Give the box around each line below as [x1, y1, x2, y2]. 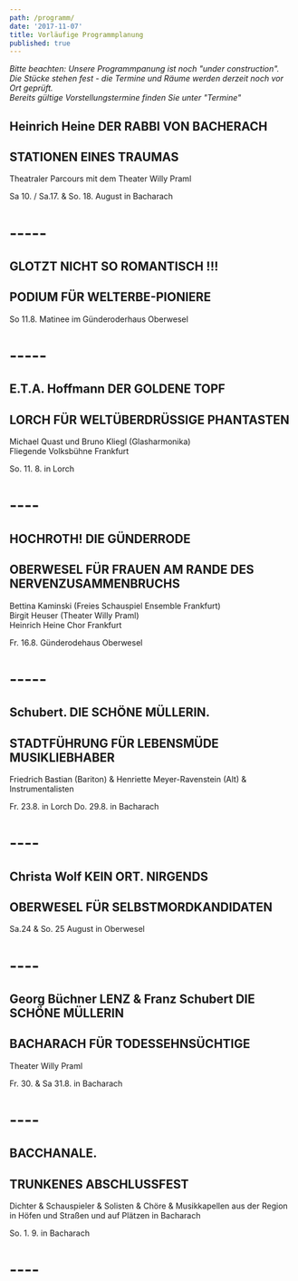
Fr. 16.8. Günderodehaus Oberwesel [9, 636, 143, 648]
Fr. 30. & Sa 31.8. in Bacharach [9, 1078, 123, 1089]
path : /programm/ [9, 13, 75, 23]
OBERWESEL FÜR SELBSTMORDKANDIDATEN [9, 899, 274, 915]
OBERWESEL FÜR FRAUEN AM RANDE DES [9, 562, 255, 577]
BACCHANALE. [9, 1146, 98, 1161]
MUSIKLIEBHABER [9, 750, 115, 765]
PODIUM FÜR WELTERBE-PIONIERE [9, 289, 211, 305]
